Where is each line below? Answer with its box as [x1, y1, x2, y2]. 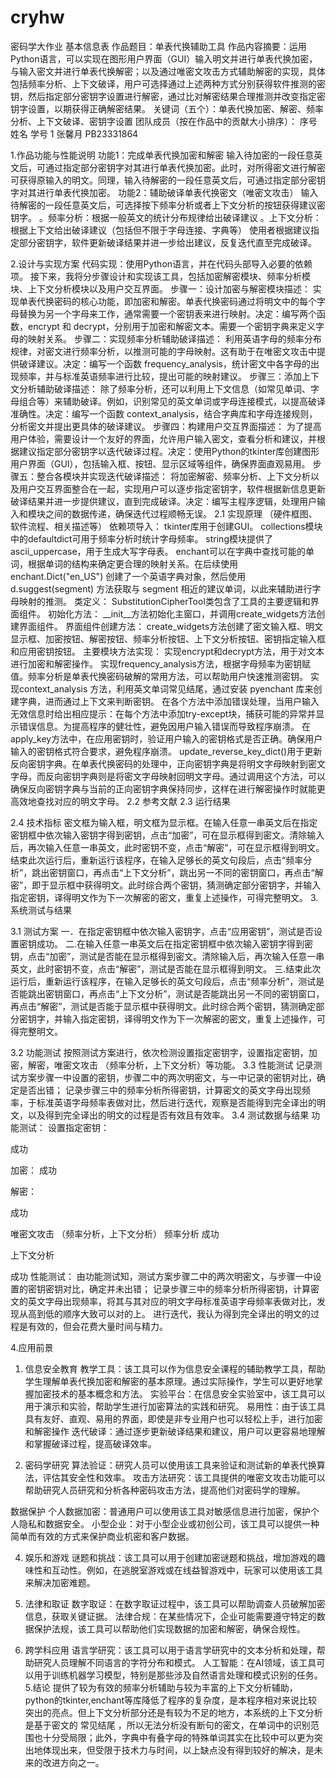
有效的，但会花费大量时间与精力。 [27, 1320, 168, 1332]
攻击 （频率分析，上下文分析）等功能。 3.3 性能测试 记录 [79, 1059, 314, 1071]
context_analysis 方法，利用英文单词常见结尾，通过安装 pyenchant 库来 [18, 682, 314, 695]
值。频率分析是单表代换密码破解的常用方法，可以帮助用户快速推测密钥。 [10, 670, 308, 682]
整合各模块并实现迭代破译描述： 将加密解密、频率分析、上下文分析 [36, 470, 311, 482]
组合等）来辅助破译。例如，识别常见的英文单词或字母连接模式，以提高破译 [18, 395, 326, 407]
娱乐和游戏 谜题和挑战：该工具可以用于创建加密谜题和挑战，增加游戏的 [24, 1551, 317, 1563]
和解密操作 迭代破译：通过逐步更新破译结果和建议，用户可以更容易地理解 [24, 1425, 326, 1437]
